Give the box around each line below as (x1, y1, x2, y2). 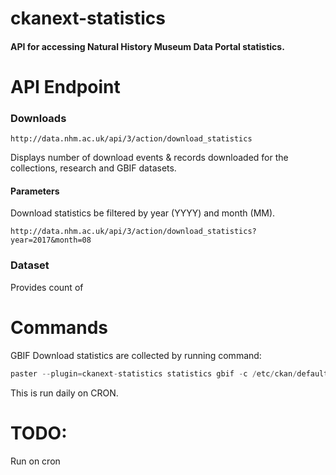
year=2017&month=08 (10, 235, 92, 246)
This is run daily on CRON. (10, 387, 119, 399)
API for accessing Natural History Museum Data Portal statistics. (10, 40, 285, 52)
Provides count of (10, 281, 84, 293)
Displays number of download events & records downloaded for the (10, 152, 289, 164)
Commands (10, 316, 109, 339)
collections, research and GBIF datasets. (10, 162, 177, 174)
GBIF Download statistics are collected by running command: (10, 349, 262, 361)
